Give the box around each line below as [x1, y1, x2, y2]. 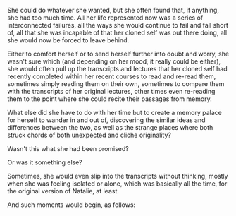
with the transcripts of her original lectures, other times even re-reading [7, 88, 216, 95]
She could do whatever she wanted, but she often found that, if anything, [7, 6, 220, 14]
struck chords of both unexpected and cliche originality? [7, 131, 171, 139]
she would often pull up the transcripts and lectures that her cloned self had [7, 65, 228, 73]
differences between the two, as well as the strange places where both [7, 124, 213, 131]
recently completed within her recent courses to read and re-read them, [7, 72, 216, 80]
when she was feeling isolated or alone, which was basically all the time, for [7, 179, 228, 188]
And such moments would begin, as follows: [7, 200, 136, 209]
